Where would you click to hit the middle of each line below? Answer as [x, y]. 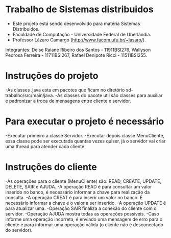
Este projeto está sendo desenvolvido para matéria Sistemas [76, 23]
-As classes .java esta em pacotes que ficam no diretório [65, 90]
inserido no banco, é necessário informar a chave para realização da [78, 192]
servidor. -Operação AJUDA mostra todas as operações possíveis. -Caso [82, 213]
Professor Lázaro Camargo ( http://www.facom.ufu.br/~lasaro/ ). [79, 40]
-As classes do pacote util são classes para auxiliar [109, 95]
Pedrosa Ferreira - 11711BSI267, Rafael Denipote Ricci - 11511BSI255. [76, 55]
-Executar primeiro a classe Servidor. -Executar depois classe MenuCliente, [85, 135]
